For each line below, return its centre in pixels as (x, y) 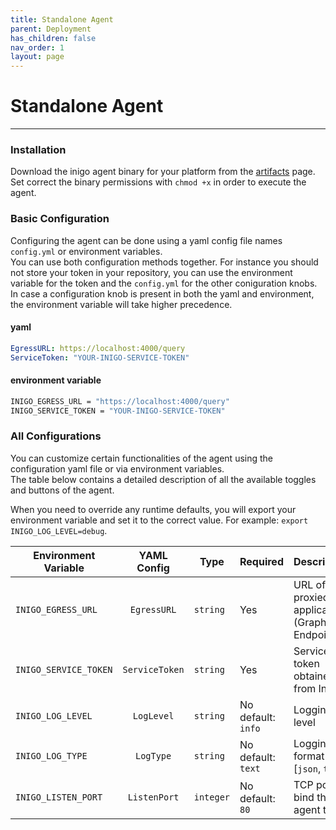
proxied (311, 597)
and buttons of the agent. (62, 490)
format (309, 756)
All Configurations (56, 436)
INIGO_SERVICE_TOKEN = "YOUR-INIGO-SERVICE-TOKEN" (118, 411)
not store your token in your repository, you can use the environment (151, 272)
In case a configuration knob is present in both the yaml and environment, (162, 293)
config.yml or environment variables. (86, 251)
